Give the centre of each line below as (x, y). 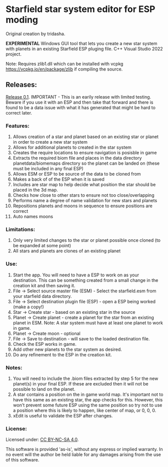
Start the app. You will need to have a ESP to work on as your (76, 275)
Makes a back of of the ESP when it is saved (58, 179)
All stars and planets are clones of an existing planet (67, 251)
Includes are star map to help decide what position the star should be (84, 185)
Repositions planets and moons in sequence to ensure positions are (83, 206)
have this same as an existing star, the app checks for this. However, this (88, 399)
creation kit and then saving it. (44, 285)
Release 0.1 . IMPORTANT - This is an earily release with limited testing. (78, 97)
